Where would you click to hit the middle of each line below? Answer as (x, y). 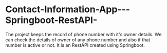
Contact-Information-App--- (68, 9)
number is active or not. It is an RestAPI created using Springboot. (75, 45)
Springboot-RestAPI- (51, 20)
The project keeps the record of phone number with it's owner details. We (83, 34)
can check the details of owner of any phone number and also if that (78, 40)
